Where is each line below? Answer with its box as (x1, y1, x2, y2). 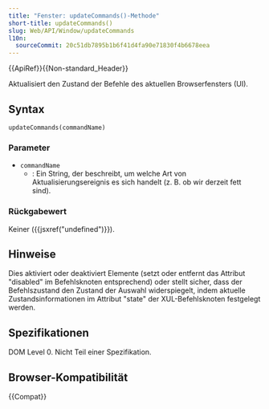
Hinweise (8, 247, 56, 261)
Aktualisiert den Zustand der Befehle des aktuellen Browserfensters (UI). (8, 79, 249, 89)
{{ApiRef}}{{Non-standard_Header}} (8, 63, 128, 73)
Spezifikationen (8, 326, 90, 339)
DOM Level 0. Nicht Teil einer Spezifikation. (8, 347, 152, 357)
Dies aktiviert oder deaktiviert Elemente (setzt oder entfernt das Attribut (8, 269, 246, 278)
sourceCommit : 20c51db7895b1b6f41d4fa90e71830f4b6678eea (15, 42, 210, 50)
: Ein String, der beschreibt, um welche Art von (31, 169, 187, 179)
